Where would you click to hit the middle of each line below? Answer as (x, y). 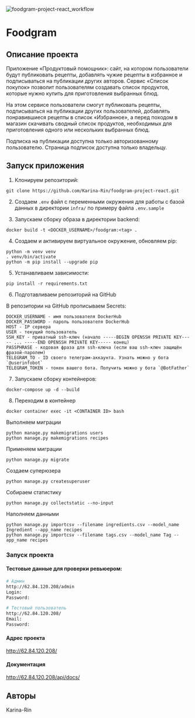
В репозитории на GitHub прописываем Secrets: (66, 306)
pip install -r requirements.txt (47, 284)
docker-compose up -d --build (43, 390)
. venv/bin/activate (31, 257)
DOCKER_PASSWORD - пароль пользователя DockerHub (68, 322)
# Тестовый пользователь (36, 608)
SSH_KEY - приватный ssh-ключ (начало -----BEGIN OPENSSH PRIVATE (89, 337)
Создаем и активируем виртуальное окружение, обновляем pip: (96, 241)
